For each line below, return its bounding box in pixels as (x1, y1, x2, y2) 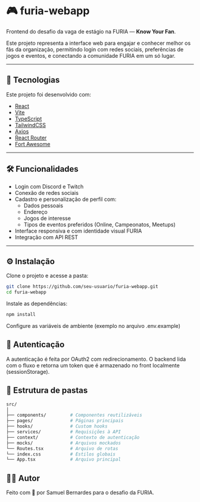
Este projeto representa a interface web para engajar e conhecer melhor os (6, 39, 191, 47)
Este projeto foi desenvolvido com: (6, 91, 91, 98)
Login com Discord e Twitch (14, 182, 84, 190)
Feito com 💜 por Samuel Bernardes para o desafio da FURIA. (6, 489, 155, 496)
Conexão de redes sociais (14, 189, 79, 196)
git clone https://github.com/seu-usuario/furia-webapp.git (6, 284, 159, 290)
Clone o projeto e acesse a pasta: (6, 272, 89, 280)
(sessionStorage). (6, 368, 50, 375)
